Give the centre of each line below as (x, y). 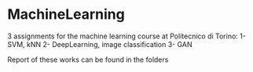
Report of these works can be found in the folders (88, 59)
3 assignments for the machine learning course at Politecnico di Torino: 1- (127, 36)
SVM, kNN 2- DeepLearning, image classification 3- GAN (100, 44)
